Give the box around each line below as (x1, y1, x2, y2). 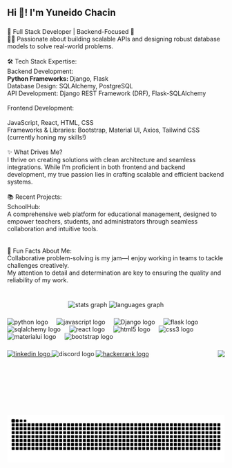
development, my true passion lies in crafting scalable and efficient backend (7, 170, 224, 179)
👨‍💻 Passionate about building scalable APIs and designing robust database (7, 35, 221, 43)
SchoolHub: (7, 203, 41, 211)
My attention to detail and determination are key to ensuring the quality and (7, 269, 222, 277)
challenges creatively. (7, 262, 70, 270)
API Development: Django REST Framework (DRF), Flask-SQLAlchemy (7, 89, 206, 97)
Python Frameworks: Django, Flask (7, 75, 109, 83)
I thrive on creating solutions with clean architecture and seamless (7, 156, 196, 164)
